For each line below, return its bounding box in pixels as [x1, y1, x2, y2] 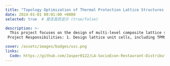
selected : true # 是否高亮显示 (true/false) [5, 16, 99, 21]
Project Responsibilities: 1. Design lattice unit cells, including [7, 35, 155, 40]
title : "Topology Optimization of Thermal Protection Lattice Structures [5, 7, 164, 12]
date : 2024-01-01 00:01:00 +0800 [5, 12, 76, 17]
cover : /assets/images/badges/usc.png [5, 44, 87, 49]
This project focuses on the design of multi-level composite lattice [10, 30, 162, 35]
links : [5, 48, 19, 53]
